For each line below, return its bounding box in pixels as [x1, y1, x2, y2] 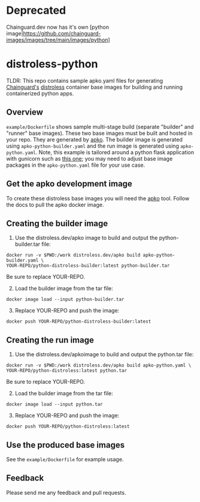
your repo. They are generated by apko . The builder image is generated [6, 136, 183, 143]
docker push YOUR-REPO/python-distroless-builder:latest [6, 318, 151, 324]
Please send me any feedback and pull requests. [6, 489, 126, 496]
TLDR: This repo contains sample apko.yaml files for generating [6, 77, 163, 84]
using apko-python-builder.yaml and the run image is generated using [6, 142, 180, 149]
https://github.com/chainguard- [23, 29, 101, 37]
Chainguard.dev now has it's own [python [6, 23, 110, 31]
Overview [6, 107, 44, 118]
